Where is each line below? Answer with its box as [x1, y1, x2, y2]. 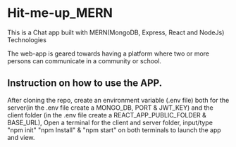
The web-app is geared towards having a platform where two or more [7, 49, 210, 58]
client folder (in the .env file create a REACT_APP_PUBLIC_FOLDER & [7, 110, 206, 119]
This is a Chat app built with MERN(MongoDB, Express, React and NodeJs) [7, 28, 225, 37]
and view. [7, 133, 35, 141]
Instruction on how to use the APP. [7, 77, 163, 89]
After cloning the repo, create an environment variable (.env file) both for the [7, 96, 230, 104]
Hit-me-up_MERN [7, 5, 113, 21]
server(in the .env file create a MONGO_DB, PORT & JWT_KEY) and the [7, 103, 213, 112]
